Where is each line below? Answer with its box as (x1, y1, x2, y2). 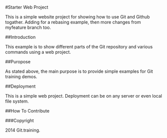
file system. (5, 98, 29, 104)
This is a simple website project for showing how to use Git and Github (5, 14, 150, 19)
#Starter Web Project (5, 4, 48, 10)
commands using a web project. (5, 49, 71, 55)
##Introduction (5, 34, 36, 40)
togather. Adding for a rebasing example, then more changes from (5, 19, 141, 25)
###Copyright (5, 118, 34, 124)
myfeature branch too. (5, 24, 51, 30)
